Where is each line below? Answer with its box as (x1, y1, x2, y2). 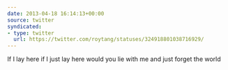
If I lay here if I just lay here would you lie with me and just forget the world (7, 55, 221, 63)
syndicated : (7, 23, 42, 30)
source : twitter (7, 17, 54, 24)
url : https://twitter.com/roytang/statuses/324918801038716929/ (13, 36, 204, 43)
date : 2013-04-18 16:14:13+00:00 (7, 10, 105, 17)
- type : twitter (7, 29, 54, 37)
